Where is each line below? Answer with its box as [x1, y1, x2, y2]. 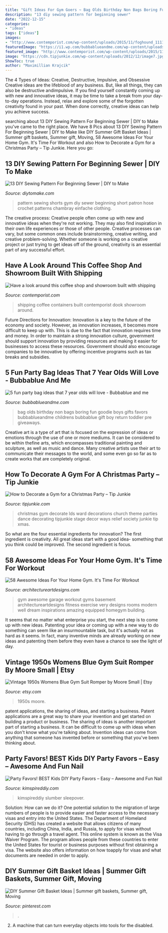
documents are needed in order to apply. [5, 852, 89, 858]
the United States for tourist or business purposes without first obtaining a [5, 841, 158, 847]
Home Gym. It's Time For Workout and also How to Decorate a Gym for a [5, 139, 155, 145]
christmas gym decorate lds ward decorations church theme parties [17, 510, 157, 516]
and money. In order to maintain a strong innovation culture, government [5, 332, 154, 338]
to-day [5, 98, 19, 104]
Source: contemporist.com [5, 292, 60, 298]
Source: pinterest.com [5, 903, 51, 909]
